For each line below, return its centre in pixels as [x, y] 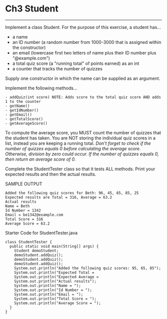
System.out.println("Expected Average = [56, 277]
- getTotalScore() [24, 119]
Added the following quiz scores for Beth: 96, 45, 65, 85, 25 [72, 193]
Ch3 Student [32, 9]
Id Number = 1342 [23, 210]
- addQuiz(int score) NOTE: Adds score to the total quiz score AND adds [83, 97]
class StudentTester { [29, 242]
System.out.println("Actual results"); [55, 281]
